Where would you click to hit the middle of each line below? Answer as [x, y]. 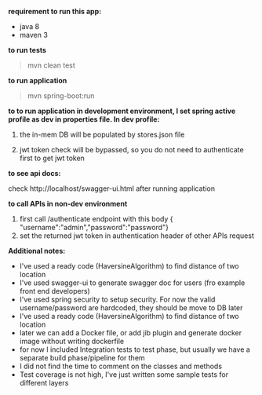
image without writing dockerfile [72, 341]
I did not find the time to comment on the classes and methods [120, 366]
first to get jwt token [52, 158]
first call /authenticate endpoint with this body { [96, 219]
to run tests [27, 50]
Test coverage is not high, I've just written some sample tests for [124, 375]
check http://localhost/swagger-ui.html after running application [112, 188]
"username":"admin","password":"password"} [94, 227]
